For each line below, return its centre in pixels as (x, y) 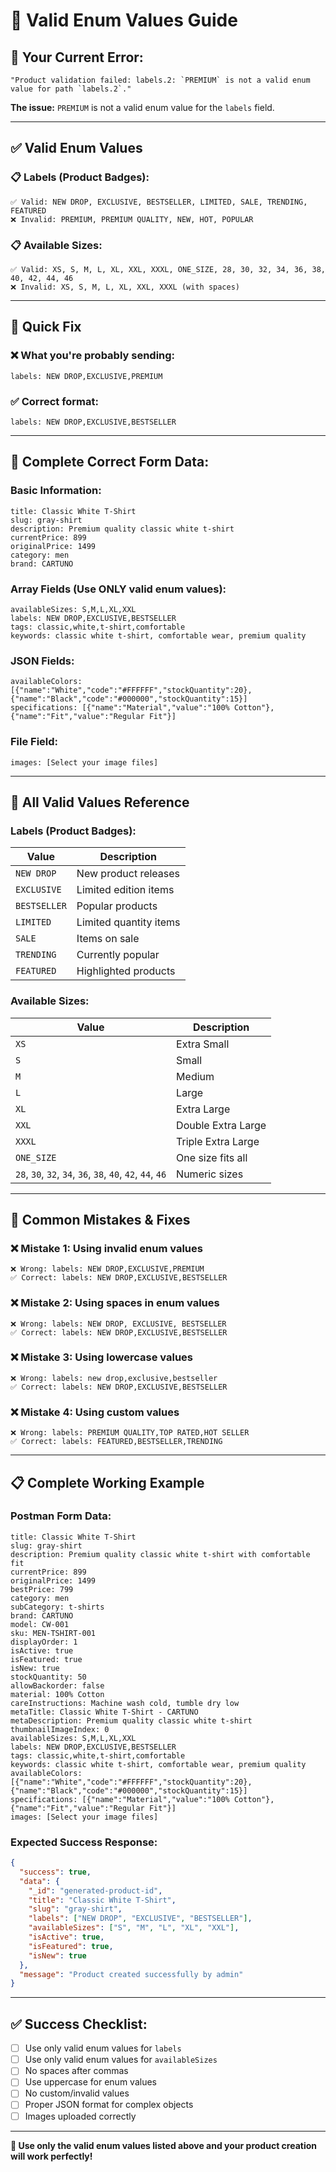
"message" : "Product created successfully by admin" (131, 1974)
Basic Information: (56, 491)
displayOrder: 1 (44, 1642)
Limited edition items (125, 890)
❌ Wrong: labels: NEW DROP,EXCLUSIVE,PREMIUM (107, 1269)
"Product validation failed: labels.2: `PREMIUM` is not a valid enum (160, 80)
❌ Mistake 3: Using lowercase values (102, 1357)
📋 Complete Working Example (107, 1482)
